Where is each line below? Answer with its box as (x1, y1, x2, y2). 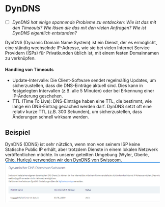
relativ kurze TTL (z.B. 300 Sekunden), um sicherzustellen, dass (12, 109, 142, 115)
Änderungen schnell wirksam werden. (12, 114, 89, 120)
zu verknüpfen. (5, 55, 36, 61)
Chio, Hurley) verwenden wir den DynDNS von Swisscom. (5, 157, 122, 163)
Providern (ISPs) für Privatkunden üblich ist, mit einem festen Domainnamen (5, 50, 159, 56)
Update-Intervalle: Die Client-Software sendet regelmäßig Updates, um (12, 77, 156, 84)
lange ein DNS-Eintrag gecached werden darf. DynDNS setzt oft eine (12, 104, 152, 110)
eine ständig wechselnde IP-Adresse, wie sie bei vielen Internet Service (5, 45, 150, 51)
